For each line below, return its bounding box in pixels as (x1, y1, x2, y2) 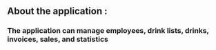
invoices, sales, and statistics (7, 34, 108, 44)
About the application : (7, 5, 108, 17)
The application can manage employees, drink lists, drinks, (7, 26, 209, 36)
